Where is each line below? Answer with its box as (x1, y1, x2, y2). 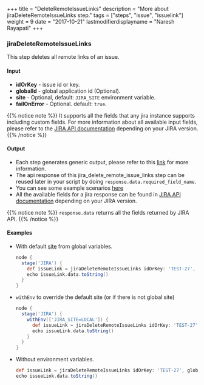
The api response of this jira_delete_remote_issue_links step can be (15, 171, 185, 178)
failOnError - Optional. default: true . (15, 100, 107, 107)
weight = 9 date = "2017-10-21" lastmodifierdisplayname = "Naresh (7, 18, 175, 25)
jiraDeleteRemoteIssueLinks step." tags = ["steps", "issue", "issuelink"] (7, 12, 184, 19)
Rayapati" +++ (7, 24, 44, 32)
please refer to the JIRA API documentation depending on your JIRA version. (7, 124, 199, 132)
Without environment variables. (15, 356, 95, 363)
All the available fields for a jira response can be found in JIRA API (15, 190, 181, 198)
